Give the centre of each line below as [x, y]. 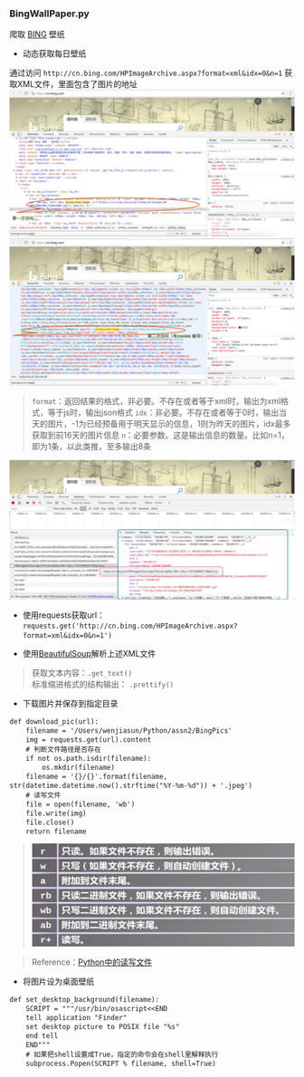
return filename [57, 832]
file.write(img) [57, 813]
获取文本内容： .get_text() [82, 673]
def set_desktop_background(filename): [85, 999]
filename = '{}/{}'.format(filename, [97, 777]
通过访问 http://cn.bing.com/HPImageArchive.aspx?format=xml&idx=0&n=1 [146, 73]
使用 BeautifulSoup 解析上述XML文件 [89, 654]
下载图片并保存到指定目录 [70, 704]
